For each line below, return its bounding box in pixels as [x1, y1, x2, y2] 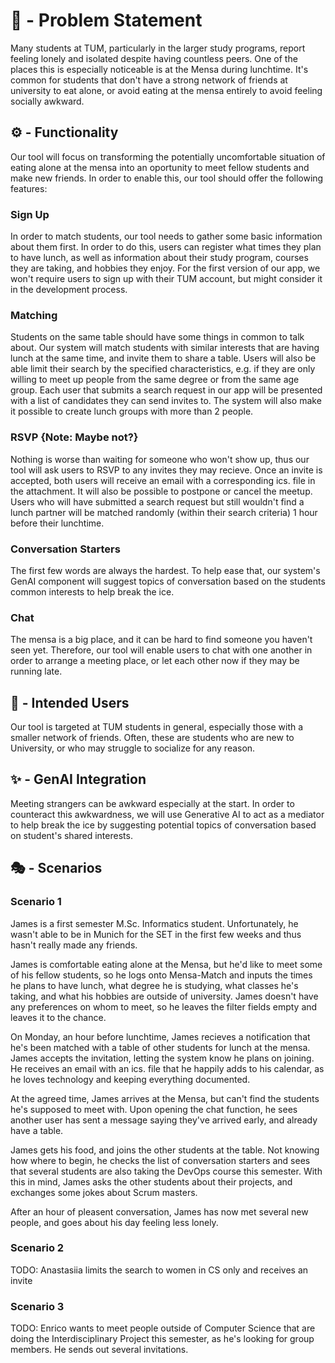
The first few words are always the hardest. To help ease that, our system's [10, 564, 321, 576]
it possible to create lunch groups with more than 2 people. [10, 405, 254, 418]
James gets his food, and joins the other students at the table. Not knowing [10, 1144, 320, 1156]
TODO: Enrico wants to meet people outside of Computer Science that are [10, 1322, 316, 1334]
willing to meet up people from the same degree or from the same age [10, 374, 300, 386]
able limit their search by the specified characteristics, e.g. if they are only [10, 363, 316, 375]
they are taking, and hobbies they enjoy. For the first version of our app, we [10, 262, 321, 274]
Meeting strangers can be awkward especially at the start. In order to [10, 797, 295, 809]
